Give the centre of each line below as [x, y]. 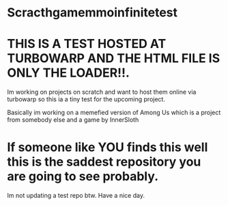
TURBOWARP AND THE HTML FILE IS [114, 59]
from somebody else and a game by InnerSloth [73, 120]
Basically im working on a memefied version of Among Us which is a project [114, 113]
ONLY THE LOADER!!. [68, 73]
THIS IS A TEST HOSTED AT [87, 44]
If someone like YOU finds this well [108, 147]
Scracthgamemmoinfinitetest [92, 13]
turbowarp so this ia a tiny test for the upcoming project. [86, 99]
